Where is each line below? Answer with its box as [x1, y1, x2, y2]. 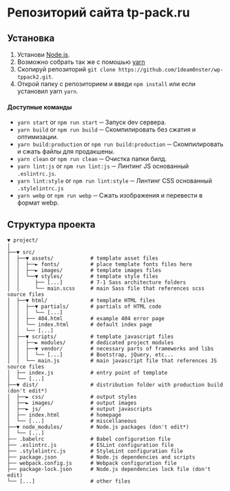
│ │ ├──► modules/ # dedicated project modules [7, 339, 174, 346]
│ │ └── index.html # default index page [7, 322, 153, 328]
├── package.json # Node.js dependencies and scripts [7, 454, 196, 461]
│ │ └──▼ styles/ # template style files [7, 273, 158, 280]
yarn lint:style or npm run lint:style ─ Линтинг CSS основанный [17, 177, 212, 185]
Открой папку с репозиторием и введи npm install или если [17, 80, 196, 87]
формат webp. [17, 198, 60, 207]
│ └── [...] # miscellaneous [7, 418, 137, 425]
